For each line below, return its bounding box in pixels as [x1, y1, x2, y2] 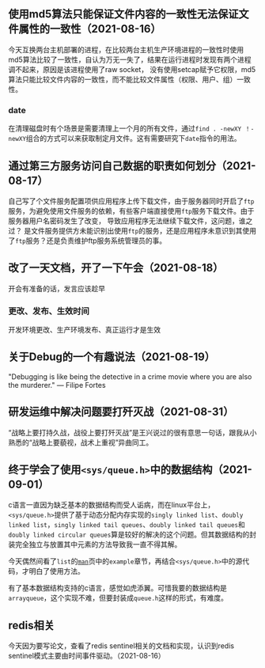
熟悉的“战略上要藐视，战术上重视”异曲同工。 [8, 438, 153, 447]
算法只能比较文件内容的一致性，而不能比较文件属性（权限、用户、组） [8, 74, 237, 84]
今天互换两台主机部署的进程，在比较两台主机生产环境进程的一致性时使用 [8, 44, 244, 54]
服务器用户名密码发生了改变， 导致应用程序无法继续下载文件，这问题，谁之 [8, 216, 253, 226]
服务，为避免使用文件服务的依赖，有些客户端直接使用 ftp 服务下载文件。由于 [8, 206, 255, 215]
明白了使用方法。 [28, 567, 85, 576]
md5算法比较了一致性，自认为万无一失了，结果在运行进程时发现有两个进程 [8, 55, 252, 64]
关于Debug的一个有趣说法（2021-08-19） [8, 351, 216, 364]
